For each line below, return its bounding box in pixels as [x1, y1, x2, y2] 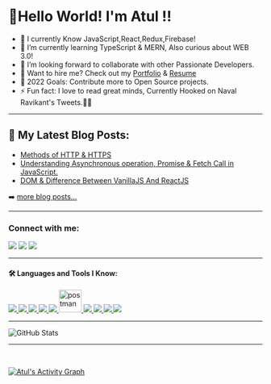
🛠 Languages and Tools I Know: [8, 268, 119, 278]
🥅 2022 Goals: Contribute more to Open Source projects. [19, 77, 209, 86]
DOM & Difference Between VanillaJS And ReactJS [19, 175, 190, 185]
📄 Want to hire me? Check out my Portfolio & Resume [19, 68, 197, 77]
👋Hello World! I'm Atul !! [8, 7, 172, 26]
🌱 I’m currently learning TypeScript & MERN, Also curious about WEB [19, 42, 249, 52]
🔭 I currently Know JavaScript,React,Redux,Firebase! [19, 34, 196, 44]
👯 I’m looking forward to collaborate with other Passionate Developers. [19, 60, 255, 69]
